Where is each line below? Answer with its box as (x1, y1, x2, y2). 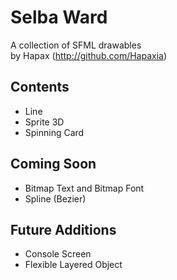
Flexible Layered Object (24, 259, 123, 271)
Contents (10, 79, 70, 96)
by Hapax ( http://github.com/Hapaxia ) (10, 49, 168, 61)
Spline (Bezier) (24, 192, 87, 205)
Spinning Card (24, 126, 85, 138)
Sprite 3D (24, 116, 65, 128)
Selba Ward (10, 6, 108, 29)
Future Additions (10, 221, 117, 238)
